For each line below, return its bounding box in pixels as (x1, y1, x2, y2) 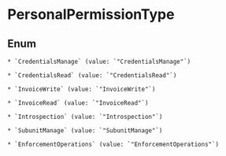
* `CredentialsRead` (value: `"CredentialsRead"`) (7, 72, 177, 80)
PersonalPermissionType (7, 6, 175, 24)
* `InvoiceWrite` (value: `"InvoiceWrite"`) (7, 85, 156, 93)
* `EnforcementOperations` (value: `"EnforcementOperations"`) (7, 140, 220, 148)
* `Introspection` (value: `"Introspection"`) (7, 113, 163, 121)
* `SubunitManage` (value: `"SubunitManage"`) (7, 127, 163, 135)
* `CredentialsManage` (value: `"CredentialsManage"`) (7, 58, 191, 65)
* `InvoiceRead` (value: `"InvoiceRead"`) (7, 99, 149, 107)
